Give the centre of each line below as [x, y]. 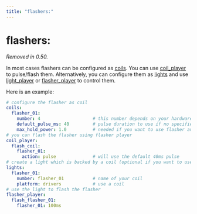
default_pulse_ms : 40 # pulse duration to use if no [93, 124]
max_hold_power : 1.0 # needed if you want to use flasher [101, 129]
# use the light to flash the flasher [53, 189]
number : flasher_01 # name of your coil [80, 178]
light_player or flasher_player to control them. [61, 80]
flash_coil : [26, 146]
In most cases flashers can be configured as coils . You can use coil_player [96, 68]
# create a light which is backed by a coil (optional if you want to [94, 162]
